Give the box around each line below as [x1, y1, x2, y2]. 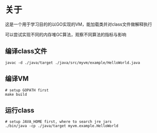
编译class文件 [5, 47, 47, 56]
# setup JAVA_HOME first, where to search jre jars [5, 119, 112, 124]
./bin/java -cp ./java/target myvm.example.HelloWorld [5, 124, 119, 129]
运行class [5, 106, 35, 114]
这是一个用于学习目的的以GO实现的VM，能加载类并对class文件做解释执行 [5, 21, 152, 27]
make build [5, 92, 27, 97]
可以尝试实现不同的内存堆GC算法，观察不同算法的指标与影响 [5, 31, 126, 37]
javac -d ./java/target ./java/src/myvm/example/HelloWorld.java [5, 60, 140, 65]
